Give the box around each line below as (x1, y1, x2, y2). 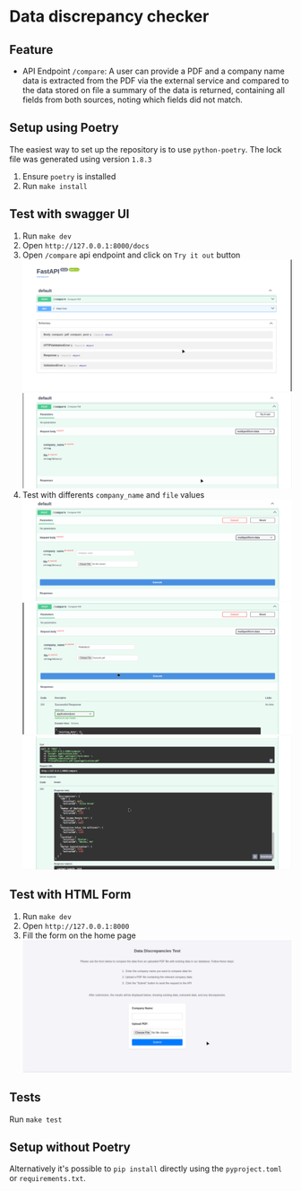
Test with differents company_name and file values (21, 490, 205, 500)
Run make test (9, 1114, 63, 1125)
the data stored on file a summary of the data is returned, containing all (21, 85, 285, 95)
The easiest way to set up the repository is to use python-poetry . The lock (9, 143, 282, 154)
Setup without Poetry (9, 1140, 132, 1155)
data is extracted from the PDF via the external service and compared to (21, 75, 289, 86)
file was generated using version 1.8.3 (9, 153, 152, 164)
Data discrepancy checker (9, 6, 210, 27)
